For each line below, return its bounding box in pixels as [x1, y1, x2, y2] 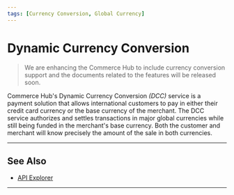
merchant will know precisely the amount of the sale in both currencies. [7, 128, 212, 136]
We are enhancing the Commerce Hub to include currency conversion [24, 63, 226, 72]
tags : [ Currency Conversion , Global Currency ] [7, 10, 145, 17]
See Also [7, 155, 47, 167]
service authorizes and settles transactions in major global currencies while [7, 114, 224, 122]
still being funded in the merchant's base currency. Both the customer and [7, 121, 221, 130]
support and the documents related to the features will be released [24, 70, 217, 79]
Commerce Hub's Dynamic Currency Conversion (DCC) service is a [7, 91, 201, 100]
